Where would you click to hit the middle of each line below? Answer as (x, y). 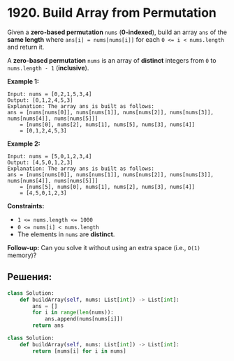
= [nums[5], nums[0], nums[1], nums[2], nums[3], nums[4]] (108, 187)
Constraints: (26, 206)
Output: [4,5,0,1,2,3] (40, 162)
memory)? (22, 255)
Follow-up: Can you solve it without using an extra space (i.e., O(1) (104, 247)
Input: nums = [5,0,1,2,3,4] (50, 156)
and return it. (26, 47)
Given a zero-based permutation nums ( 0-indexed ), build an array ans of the (117, 32)
